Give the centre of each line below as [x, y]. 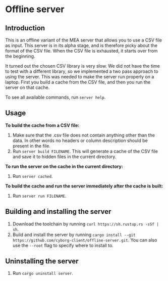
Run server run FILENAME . [39, 196]
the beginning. [20, 56]
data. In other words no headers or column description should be [80, 140]
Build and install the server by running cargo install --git [74, 235]
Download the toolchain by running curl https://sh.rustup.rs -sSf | [86, 224]
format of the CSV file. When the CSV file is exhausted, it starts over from [81, 51]
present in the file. [31, 146]
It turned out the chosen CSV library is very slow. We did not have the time [82, 66]
